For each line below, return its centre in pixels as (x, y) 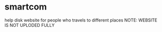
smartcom (26, 7)
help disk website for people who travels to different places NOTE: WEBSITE (81, 20)
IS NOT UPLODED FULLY (30, 25)
